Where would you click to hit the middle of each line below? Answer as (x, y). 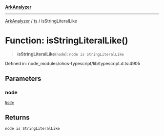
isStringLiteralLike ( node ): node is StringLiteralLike (70, 54)
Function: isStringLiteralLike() (67, 41)
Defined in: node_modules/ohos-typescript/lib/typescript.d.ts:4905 (73, 63)
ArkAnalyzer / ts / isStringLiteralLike (41, 21)
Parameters (23, 79)
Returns (18, 118)
